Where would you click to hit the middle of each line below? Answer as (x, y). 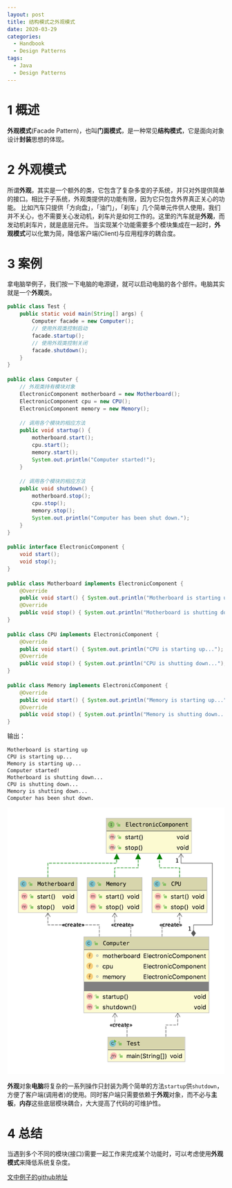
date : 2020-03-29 (32, 29)
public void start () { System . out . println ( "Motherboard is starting (120, 598)
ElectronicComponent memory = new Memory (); (85, 409)
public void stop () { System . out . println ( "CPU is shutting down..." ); (123, 664)
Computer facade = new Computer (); (83, 321)
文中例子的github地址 (37, 1177)
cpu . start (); (51, 445)
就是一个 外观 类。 (31, 293)
